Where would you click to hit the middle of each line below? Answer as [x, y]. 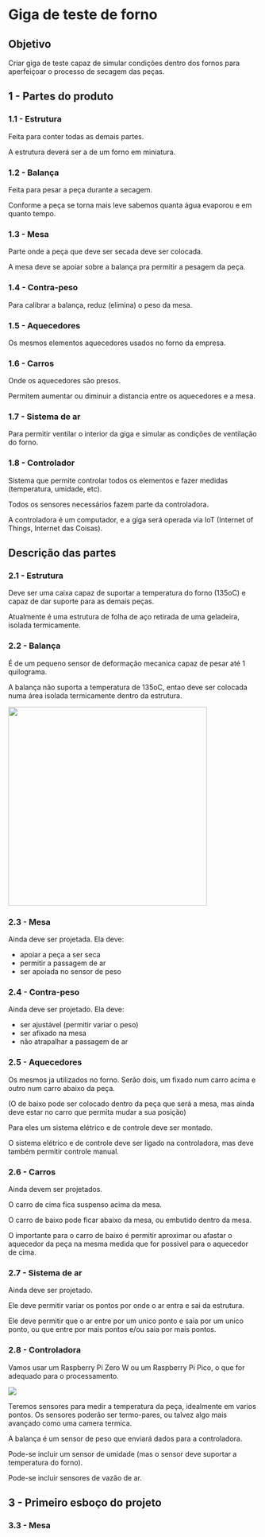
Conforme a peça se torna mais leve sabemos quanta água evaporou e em [130, 205]
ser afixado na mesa [53, 1033]
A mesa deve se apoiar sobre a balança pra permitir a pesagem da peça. [127, 267]
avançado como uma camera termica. [70, 1423]
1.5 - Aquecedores [44, 325]
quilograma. [28, 671]
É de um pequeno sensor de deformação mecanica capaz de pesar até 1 [127, 663]
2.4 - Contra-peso [44, 992]
